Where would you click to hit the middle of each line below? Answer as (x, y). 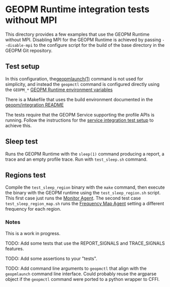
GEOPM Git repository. (29, 50)
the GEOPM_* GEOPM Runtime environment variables (59, 90)
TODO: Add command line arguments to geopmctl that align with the (76, 268)
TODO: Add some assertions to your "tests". (51, 259)
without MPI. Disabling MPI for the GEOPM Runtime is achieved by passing (83, 40)
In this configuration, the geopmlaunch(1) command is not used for (74, 79)
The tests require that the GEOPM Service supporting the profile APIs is (80, 114)
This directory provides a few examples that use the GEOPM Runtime (77, 34)
